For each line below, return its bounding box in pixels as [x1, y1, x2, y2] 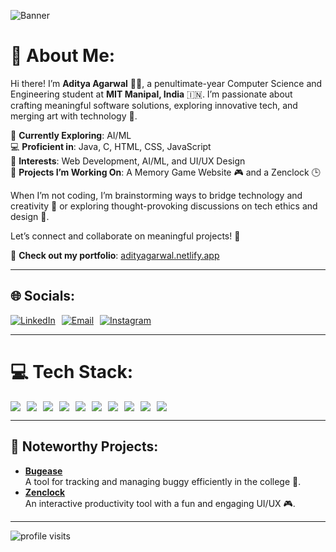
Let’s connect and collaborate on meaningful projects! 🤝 [10, 230, 241, 242]
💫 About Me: [10, 45, 116, 67]
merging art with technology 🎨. [10, 110, 138, 122]
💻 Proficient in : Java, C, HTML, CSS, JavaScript [10, 140, 212, 152]
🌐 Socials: [10, 288, 76, 305]
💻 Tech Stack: [10, 360, 134, 383]
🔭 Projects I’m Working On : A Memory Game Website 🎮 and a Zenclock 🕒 [10, 166, 321, 178]
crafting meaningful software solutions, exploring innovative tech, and [10, 99, 298, 111]
